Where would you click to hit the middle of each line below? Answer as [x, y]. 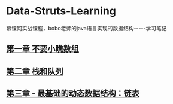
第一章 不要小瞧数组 [43, 49]
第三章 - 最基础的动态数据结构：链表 [73, 94]
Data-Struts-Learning [61, 11]
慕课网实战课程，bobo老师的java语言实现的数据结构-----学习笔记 [86, 28]
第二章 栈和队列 [35, 71]
